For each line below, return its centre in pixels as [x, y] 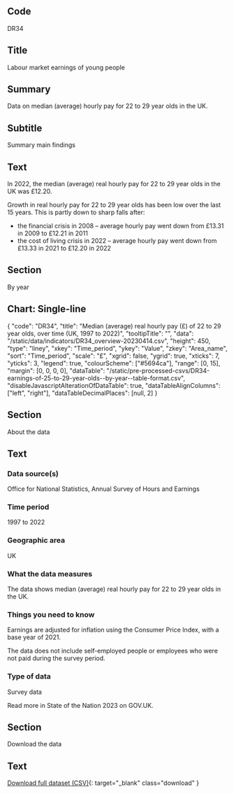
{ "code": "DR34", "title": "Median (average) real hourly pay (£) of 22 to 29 [114, 326]
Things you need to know [51, 614]
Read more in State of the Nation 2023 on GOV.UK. [80, 705]
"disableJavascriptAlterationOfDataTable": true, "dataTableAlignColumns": [114, 385]
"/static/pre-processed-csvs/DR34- [158, 370]
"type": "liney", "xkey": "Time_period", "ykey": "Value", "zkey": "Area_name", [117, 348]
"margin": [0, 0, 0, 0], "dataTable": [56, 370]
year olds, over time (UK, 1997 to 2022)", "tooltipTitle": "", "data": [101, 333]
